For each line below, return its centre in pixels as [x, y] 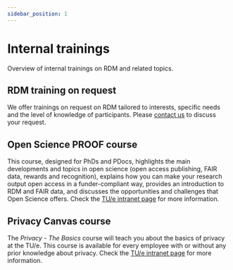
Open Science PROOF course [73, 144]
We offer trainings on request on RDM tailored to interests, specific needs [114, 107]
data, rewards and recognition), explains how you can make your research [115, 176]
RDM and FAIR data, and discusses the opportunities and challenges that [113, 192]
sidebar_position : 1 [38, 14]
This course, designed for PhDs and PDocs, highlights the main [99, 161]
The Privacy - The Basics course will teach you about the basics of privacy [116, 238]
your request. [27, 122]
